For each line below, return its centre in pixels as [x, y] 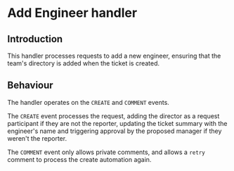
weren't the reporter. [37, 138]
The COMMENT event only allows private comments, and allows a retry [106, 152]
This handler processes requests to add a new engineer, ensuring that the [114, 56]
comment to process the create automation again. [79, 159]
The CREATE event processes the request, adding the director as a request [113, 116]
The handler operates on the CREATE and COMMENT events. [89, 102]
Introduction [35, 39]
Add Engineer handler [72, 13]
